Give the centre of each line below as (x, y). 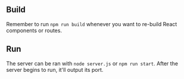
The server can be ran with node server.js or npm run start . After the (92, 63)
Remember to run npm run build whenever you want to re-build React (92, 24)
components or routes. (34, 30)
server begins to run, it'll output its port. (55, 69)
